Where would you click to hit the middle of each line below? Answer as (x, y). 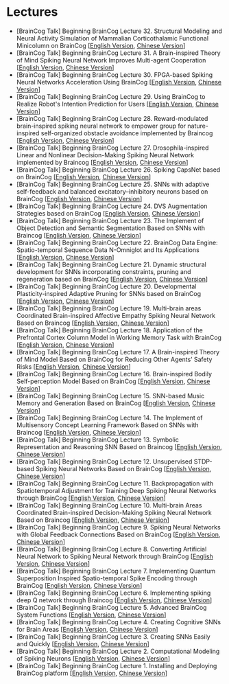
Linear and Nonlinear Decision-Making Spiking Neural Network (105, 155)
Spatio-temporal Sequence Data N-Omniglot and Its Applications (108, 250)
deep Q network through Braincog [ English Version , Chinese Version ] (114, 600)
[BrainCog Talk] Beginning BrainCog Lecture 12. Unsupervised (104, 461)
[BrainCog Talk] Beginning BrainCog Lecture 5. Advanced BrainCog (111, 607)
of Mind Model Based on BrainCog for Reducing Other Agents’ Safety (114, 359)
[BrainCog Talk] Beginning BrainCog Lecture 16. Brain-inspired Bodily (114, 374)
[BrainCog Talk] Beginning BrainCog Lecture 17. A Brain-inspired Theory (118, 352)
